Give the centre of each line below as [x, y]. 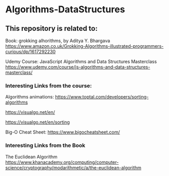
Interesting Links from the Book [45, 146]
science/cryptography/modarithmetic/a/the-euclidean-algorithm [73, 167]
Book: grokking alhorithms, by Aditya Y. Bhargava [58, 41]
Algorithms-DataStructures [65, 9]
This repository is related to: [51, 28]
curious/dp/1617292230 [31, 52]
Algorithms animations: [30, 97]
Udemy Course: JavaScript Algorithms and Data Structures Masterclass [81, 62]
